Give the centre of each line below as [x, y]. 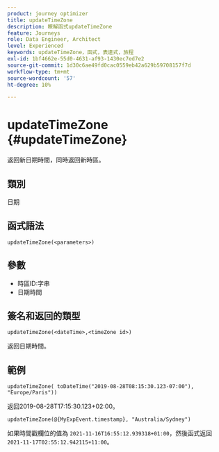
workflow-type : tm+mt [39, 72]
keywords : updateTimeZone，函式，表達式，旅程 [71, 53]
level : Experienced [35, 46]
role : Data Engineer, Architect [54, 40]
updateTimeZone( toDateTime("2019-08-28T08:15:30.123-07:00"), [101, 387]
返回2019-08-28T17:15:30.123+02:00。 [63, 406]
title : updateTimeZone [40, 20]
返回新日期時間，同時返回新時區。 [56, 160]
